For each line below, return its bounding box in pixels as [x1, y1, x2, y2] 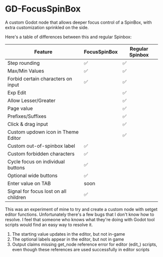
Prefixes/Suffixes [7, 113, 47, 120]
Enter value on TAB [7, 180, 51, 187]
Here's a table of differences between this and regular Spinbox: [5, 34, 132, 40]
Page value [7, 105, 33, 112]
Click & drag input [7, 121, 48, 127]
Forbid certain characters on [7, 75, 73, 82]
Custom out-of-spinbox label [7, 142, 75, 149]
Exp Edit [7, 89, 26, 96]
